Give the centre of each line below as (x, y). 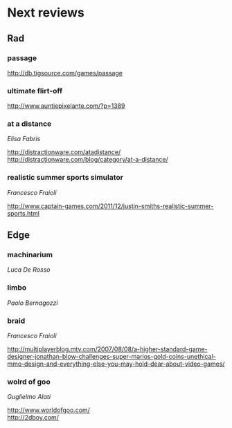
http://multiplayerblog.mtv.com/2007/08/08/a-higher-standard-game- (107, 349)
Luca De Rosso (29, 270)
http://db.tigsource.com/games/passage (65, 73)
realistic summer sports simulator (65, 178)
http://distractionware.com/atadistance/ (64, 152)
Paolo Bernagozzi (33, 303)
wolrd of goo (29, 382)
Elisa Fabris (24, 139)
